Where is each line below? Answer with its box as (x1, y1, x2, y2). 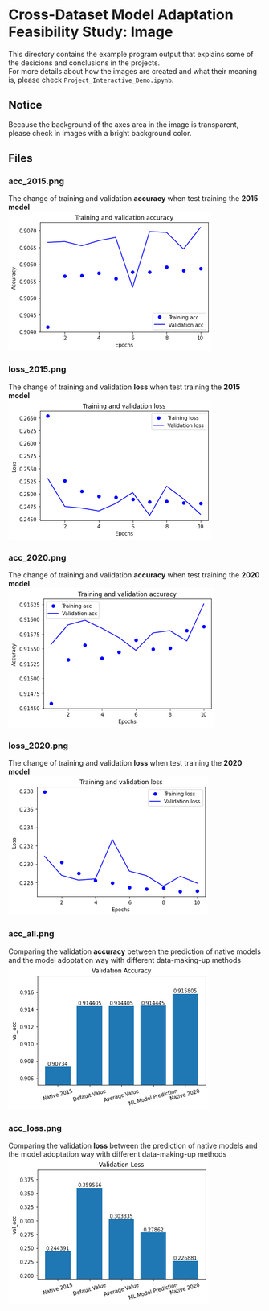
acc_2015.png (8, 175, 65, 187)
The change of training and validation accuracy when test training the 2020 (8, 570, 260, 580)
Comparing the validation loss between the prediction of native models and (8, 1140, 259, 1150)
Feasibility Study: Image (8, 23, 173, 41)
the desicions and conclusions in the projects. (8, 58, 161, 68)
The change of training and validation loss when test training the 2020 (8, 758, 243, 768)
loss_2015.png (8, 364, 67, 375)
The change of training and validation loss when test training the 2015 (8, 382, 241, 392)
